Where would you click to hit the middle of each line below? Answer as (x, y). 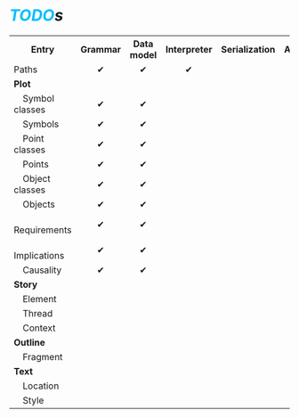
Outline (30, 342)
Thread (38, 313)
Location (41, 386)
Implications (39, 255)
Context (39, 328)
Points (36, 164)
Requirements (43, 230)
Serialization (248, 49)
